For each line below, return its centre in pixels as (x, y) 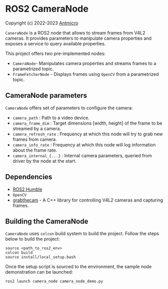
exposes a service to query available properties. (56, 43)
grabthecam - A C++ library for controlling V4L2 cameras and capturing (88, 200)
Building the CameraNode (47, 221)
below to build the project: (32, 239)
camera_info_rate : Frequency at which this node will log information (84, 144)
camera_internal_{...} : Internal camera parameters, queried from (82, 155)
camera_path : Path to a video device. (51, 118)
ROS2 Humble (27, 189)
